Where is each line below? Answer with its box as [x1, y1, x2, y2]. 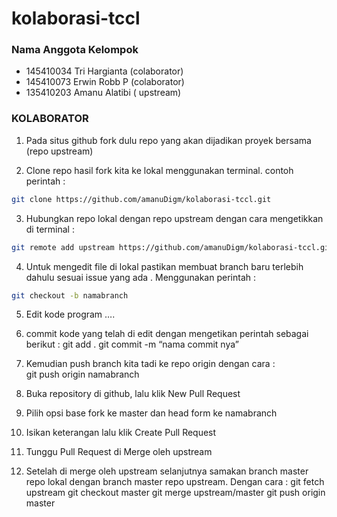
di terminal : [25, 223, 75, 235]
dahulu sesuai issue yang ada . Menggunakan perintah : [25, 271, 256, 283]
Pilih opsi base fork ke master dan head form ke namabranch [25, 407, 278, 419]
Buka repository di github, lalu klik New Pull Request [25, 388, 241, 400]
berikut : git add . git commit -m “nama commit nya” [25, 338, 239, 351]
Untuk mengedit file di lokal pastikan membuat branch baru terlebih [25, 260, 304, 272]
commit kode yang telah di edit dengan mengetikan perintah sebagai [25, 328, 309, 340]
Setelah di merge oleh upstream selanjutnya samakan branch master [25, 465, 309, 477]
